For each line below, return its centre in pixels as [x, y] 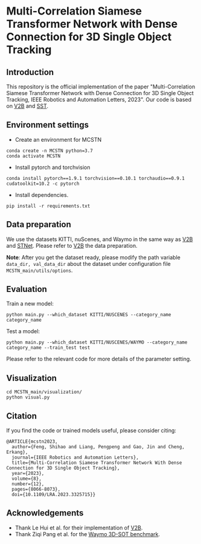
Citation [22, 416]
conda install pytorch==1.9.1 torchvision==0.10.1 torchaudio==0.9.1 [96, 178]
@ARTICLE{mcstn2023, [32, 442]
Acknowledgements [45, 513]
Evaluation [27, 289]
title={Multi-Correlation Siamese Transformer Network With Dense [97, 463]
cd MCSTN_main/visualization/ [44, 392]
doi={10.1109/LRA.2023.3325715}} [54, 495]
